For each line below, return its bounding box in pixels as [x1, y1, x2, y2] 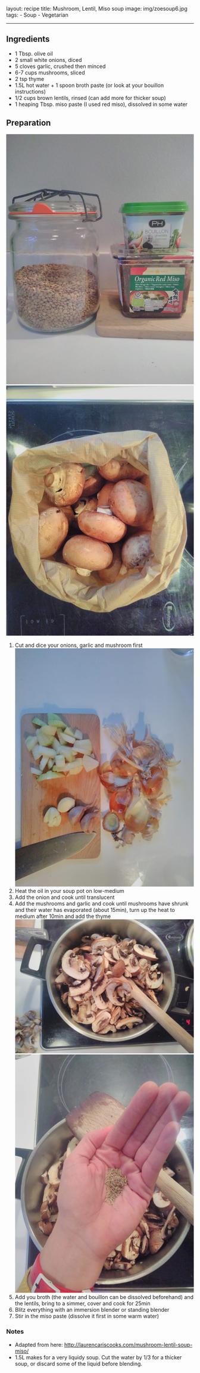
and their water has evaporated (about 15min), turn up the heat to [14, 906, 176, 913]
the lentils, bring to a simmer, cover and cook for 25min [14, 1300, 151, 1307]
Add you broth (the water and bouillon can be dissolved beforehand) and [14, 1294, 193, 1301]
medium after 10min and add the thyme [14, 913, 111, 920]
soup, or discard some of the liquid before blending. [14, 1360, 143, 1367]
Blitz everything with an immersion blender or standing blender [14, 1306, 170, 1313]
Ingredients [6, 34, 50, 44]
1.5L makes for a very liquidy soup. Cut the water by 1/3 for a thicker [14, 1353, 182, 1360]
